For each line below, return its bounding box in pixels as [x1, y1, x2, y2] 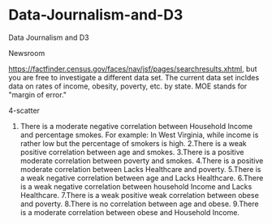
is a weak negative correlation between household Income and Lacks [19, 181, 253, 192]
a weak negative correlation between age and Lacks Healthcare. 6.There [19, 173, 264, 183]
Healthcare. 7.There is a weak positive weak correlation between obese [19, 190, 260, 200]
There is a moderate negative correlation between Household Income [19, 121, 253, 131]
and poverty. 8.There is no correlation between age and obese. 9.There [19, 199, 259, 209]
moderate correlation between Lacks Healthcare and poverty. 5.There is [19, 164, 261, 174]
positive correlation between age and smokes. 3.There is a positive [19, 147, 245, 157]
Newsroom [8, 48, 45, 58]
